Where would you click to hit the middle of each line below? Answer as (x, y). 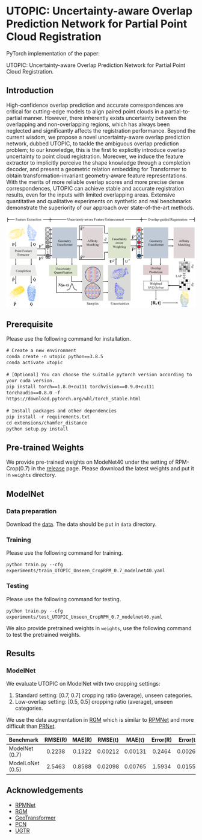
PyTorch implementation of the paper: (53, 53)
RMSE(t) (108, 739)
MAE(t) (135, 739)
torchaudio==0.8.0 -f (33, 393)
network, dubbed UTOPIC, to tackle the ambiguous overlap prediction (93, 144)
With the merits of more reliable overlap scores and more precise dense (95, 182)
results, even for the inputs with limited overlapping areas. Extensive (91, 195)
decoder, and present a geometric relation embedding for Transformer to (96, 169)
